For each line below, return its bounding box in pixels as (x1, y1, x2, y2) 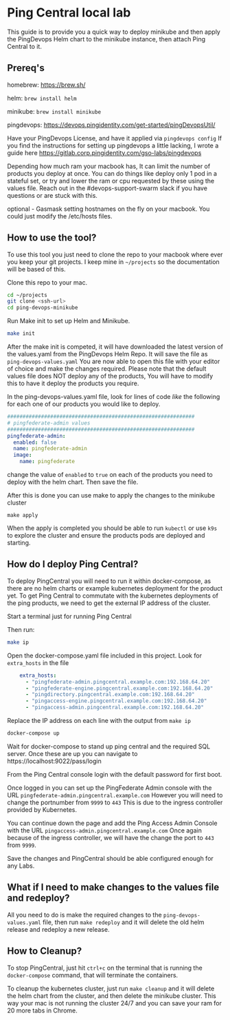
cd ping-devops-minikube (7, 305, 78, 312)
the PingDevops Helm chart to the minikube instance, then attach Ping (7, 34, 206, 43)
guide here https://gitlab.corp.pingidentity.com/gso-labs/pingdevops (7, 148, 202, 156)
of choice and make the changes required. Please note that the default (7, 365, 207, 373)
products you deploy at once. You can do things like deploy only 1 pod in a (7, 169, 218, 177)
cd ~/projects (7, 292, 48, 298)
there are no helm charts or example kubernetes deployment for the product (7, 584, 223, 592)
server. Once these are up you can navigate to (7, 749, 138, 757)
